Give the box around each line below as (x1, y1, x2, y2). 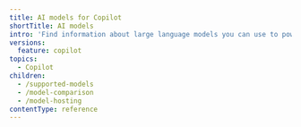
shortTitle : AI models (9, 21, 94, 30)
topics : (9, 55, 39, 63)
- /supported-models (17, 80, 94, 89)
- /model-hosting (17, 96, 82, 106)
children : (9, 72, 47, 80)
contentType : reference (9, 105, 99, 114)
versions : (9, 38, 47, 47)
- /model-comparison (17, 88, 94, 97)
